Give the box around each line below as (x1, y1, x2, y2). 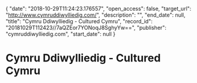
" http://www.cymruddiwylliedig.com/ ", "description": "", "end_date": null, (5, 11, 186, 19)
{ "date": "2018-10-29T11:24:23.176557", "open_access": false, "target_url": (5, 5, 192, 12)
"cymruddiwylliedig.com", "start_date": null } (5, 30, 116, 38)
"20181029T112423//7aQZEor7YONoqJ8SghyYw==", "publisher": (5, 24, 166, 31)
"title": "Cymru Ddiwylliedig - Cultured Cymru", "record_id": (5, 18, 153, 24)
